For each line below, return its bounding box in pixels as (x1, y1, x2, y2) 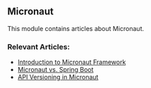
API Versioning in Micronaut (17, 73, 99, 82)
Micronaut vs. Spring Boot (17, 65, 94, 74)
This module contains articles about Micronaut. (7, 24, 145, 32)
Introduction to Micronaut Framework (17, 58, 126, 66)
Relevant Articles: (7, 42, 71, 51)
